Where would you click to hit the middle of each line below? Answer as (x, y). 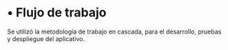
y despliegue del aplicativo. (46, 38)
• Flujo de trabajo (57, 13)
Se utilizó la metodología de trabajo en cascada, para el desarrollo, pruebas (114, 32)
